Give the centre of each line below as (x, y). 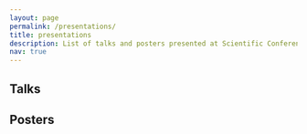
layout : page (34, 18)
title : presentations (51, 35)
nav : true (28, 52)
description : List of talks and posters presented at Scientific (136, 43)
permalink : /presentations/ (63, 26)
